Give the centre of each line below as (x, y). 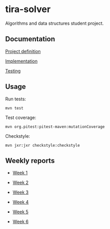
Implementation (21, 61)
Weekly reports (30, 161)
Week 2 (20, 183)
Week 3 (20, 192)
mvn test (14, 108)
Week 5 (20, 212)
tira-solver (28, 9)
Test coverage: (21, 118)
